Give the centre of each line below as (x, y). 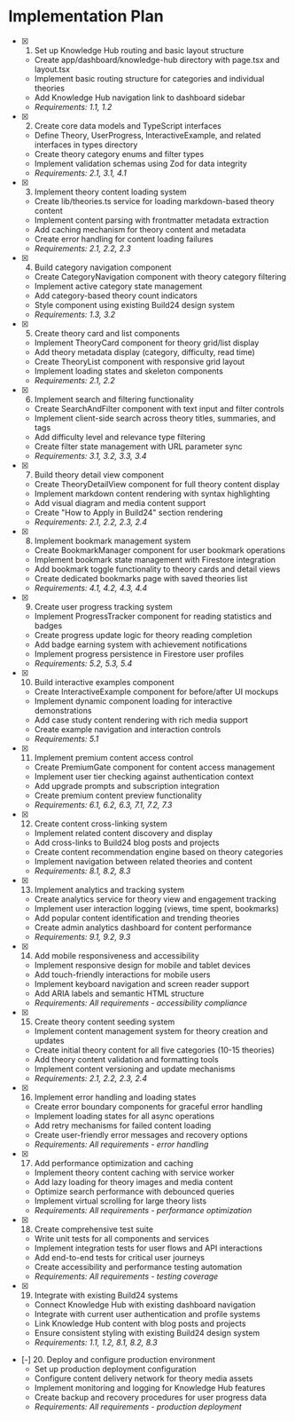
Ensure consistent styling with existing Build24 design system (147, 1332)
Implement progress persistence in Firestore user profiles (139, 653)
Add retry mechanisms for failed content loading (123, 1125)
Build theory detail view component (99, 474)
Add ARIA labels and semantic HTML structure (119, 993)
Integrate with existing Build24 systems (106, 1295)
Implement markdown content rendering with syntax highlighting (152, 493)
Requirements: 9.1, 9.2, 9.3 (82, 936)
